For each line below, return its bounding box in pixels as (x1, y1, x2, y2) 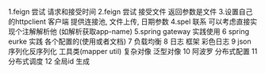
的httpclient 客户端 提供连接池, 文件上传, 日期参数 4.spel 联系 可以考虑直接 (8, 17, 251, 26)
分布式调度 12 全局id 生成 (8, 56, 90, 66)
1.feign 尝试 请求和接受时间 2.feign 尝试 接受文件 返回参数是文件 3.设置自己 (8, 7, 253, 16)
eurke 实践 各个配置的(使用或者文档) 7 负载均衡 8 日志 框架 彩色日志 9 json (8, 36, 252, 46)
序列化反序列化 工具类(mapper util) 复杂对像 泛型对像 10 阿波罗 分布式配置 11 (8, 47, 258, 56)
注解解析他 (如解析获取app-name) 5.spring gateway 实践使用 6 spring (21, 27, 250, 36)
